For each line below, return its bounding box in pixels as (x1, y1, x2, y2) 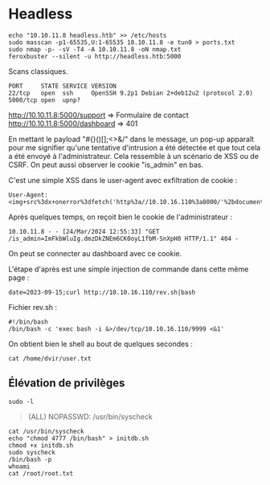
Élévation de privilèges (8, 377, 125, 390)
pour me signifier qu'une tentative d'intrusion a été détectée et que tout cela (8, 142, 261, 153)
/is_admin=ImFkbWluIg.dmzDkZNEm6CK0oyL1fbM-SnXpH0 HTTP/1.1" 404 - (8, 234, 239, 243)
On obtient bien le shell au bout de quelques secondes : (8, 339, 193, 348)
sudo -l (8, 397, 35, 406)
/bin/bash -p (8, 455, 52, 463)
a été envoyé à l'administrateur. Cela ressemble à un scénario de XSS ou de (8, 151, 260, 161)
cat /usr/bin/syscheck (8, 427, 84, 435)
